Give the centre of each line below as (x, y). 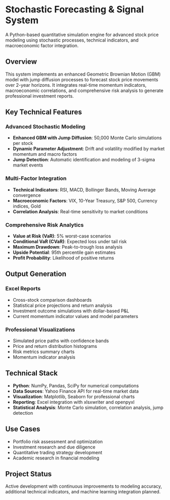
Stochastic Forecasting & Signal (75, 10)
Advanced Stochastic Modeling (45, 127)
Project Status (29, 474)
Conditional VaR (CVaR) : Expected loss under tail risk (70, 242)
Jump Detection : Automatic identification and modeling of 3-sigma (84, 160)
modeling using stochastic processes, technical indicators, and (72, 40)
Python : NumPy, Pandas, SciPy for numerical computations (76, 385)
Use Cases (23, 429)
